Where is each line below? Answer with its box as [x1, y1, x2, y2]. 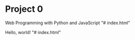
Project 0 [5, 3, 43, 15]
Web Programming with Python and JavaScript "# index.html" [5, 20, 131, 26]
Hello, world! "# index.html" [5, 29, 61, 35]
